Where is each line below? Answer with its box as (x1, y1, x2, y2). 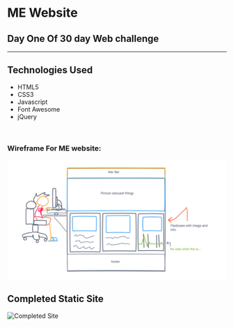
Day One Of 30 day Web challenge (7, 33, 159, 45)
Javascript (17, 98, 48, 106)
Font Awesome (17, 105, 61, 113)
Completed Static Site (7, 293, 104, 305)
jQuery (17, 112, 37, 121)
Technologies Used (7, 64, 93, 76)
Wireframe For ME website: (7, 143, 102, 153)
